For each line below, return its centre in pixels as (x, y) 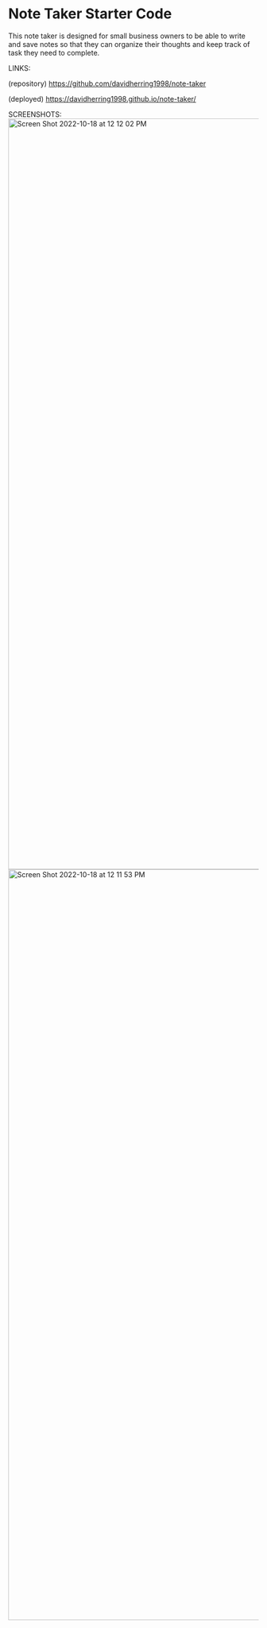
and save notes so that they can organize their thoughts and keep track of (129, 44)
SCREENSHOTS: (35, 114)
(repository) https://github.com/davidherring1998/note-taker (107, 83)
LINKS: (19, 68)
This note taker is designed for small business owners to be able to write (127, 36)
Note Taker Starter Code (90, 14)
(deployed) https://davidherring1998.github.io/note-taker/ (102, 99)
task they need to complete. (54, 52)
